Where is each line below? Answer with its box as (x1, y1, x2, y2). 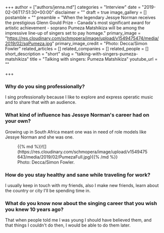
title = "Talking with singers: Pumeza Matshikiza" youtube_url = (29, 56, 158, 62)
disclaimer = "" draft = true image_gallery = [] (55, 9, 147, 15)
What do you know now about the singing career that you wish (5, 200, 157, 207)
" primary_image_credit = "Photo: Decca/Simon (52, 41, 147, 46)
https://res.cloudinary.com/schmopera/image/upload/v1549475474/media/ (7, 35, 159, 41)
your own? (5, 117, 31, 124)
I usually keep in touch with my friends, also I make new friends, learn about (5, 182, 159, 188)
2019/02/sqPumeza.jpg (5, 41, 53, 46)
